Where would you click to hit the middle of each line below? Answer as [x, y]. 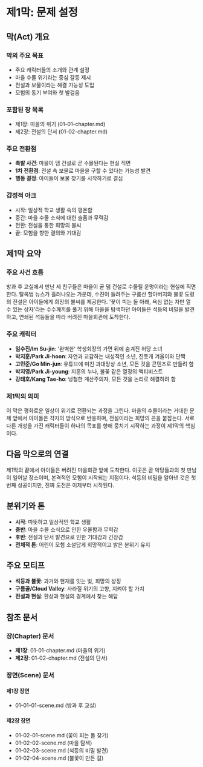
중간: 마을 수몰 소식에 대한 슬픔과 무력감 [62, 217]
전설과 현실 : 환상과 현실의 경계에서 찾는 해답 [66, 596]
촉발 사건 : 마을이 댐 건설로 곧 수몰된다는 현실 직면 [73, 163]
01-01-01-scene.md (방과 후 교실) [56, 705]
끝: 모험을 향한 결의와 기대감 [48, 233]
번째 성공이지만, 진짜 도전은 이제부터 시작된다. [60, 485]
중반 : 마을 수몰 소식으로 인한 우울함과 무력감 [67, 529]
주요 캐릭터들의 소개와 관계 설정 [52, 70]
